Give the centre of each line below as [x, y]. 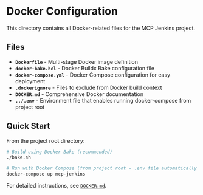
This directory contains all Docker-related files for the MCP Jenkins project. [101, 28]
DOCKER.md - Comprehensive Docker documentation [79, 94]
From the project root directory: [46, 140]
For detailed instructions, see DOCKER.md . [57, 186]
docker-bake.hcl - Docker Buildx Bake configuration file [85, 68]
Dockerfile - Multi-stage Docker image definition [77, 61]
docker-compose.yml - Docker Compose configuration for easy [93, 75]
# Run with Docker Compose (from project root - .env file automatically [102, 168]
